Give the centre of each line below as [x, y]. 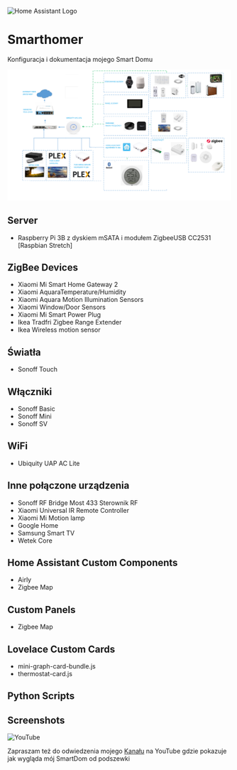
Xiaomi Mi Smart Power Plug [59, 315]
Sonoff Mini [34, 416]
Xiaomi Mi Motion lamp [51, 518]
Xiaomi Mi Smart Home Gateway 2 [68, 285]
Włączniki [30, 392]
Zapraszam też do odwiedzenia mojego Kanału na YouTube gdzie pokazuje [117, 751]
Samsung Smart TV [46, 533]
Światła [24, 352]
